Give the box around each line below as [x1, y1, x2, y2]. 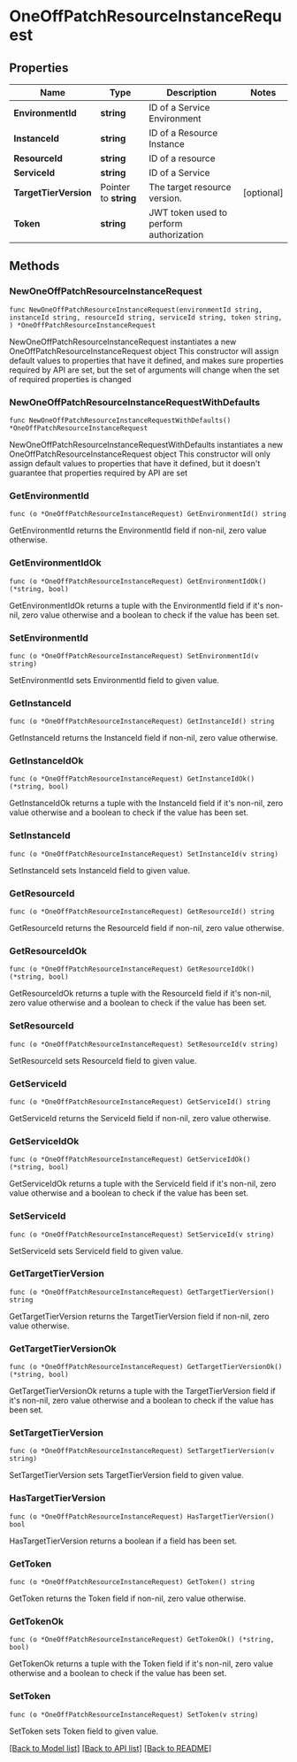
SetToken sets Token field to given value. [9, 1726, 159, 1736]
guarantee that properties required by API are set [9, 467, 188, 478]
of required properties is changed [9, 373, 132, 384]
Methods [9, 258, 60, 273]
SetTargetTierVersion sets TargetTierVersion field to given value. [9, 1470, 245, 1481]
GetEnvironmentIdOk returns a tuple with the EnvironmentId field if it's [9, 600, 264, 611]
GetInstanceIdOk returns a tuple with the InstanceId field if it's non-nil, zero [9, 798, 284, 809]
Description [166, 87, 217, 98]
